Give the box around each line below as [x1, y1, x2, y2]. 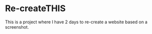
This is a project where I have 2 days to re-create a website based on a [5, 19, 148, 25]
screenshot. [5, 24, 29, 30]
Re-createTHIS [5, 3, 66, 14]
